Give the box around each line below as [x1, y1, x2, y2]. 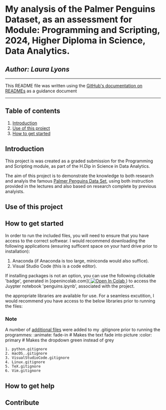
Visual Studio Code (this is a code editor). [12, 263, 97, 269]
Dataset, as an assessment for [5, 14, 132, 25]
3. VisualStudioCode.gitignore [5, 355, 70, 361]
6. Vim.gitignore [5, 369, 41, 373]
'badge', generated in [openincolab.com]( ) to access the [5, 278, 157, 284]
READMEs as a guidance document [5, 88, 78, 94]
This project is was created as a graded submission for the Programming [5, 158, 153, 164]
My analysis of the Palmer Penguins [5, 3, 156, 15]
